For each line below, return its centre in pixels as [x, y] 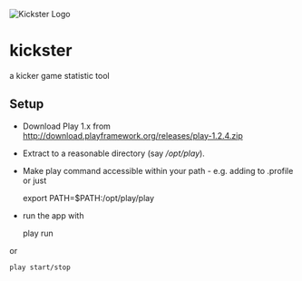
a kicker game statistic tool [60, 75]
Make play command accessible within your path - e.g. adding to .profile [158, 170]
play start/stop [40, 267]
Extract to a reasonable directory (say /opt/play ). [114, 153]
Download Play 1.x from [67, 126]
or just [34, 180]
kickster [41, 51]
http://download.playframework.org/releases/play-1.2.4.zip [132, 135]
